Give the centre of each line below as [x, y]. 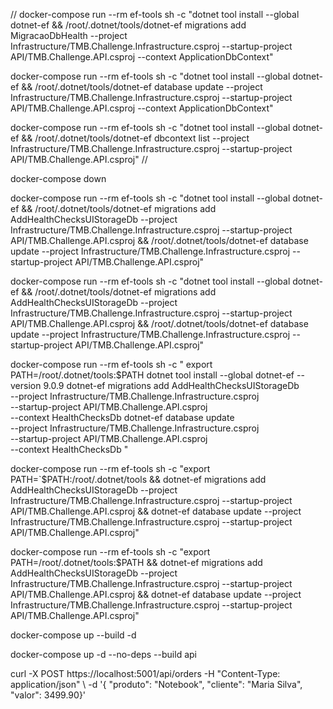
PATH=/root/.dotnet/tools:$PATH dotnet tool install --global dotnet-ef [152, 375]
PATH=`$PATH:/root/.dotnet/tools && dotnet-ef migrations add [138, 479]
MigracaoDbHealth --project [69, 35]
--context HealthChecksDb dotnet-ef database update [122, 417]
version [26, 385]
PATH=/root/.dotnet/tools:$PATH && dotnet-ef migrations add [136, 562]
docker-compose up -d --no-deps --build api [103, 654]
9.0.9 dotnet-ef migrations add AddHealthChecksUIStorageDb [171, 385]
